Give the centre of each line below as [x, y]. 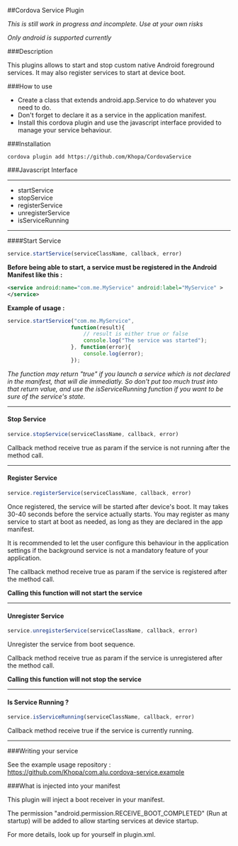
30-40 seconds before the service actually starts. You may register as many [119, 514]
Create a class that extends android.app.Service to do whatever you [117, 100]
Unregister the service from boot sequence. [72, 644]
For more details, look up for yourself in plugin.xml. [81, 835]
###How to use [30, 86]
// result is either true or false [136, 334]
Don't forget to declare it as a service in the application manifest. [112, 115]
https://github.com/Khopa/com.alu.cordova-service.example [96, 772]
